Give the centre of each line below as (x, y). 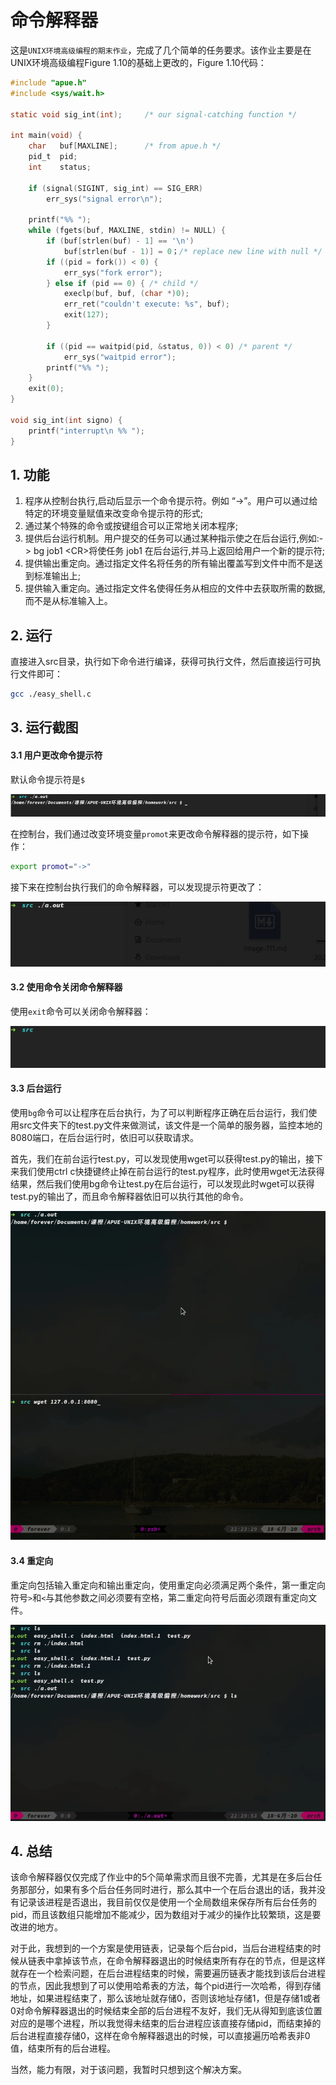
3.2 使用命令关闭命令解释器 (66, 987)
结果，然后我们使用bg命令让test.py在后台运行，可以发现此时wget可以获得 (162, 1183)
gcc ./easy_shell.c (51, 694)
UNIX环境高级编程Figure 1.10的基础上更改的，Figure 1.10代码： (138, 62)
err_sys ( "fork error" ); (113, 272)
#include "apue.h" (48, 82)
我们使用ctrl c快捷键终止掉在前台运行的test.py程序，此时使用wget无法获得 (171, 1171)
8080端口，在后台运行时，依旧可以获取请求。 (104, 1137)
